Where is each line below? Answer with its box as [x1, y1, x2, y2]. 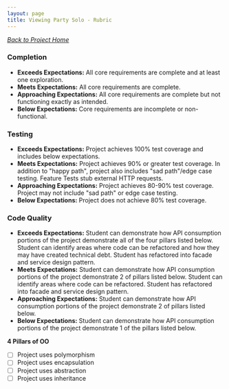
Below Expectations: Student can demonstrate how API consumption [17, 317, 215, 325]
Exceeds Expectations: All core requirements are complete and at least [17, 68, 220, 76]
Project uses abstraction [17, 366, 87, 375]
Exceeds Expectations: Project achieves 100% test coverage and [17, 145, 204, 154]
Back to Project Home [7, 35, 69, 43]
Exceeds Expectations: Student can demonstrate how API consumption [17, 229, 221, 238]
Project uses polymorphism [17, 350, 95, 359]
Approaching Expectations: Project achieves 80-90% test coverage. [17, 182, 215, 190]
